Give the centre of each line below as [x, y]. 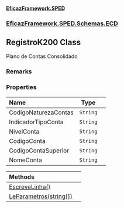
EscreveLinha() [30, 186]
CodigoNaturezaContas [42, 112]
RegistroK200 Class [43, 42]
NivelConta [24, 131]
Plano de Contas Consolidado [42, 56]
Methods [22, 177]
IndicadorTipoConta [36, 122]
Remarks [19, 71]
